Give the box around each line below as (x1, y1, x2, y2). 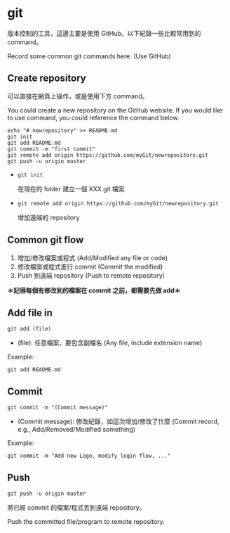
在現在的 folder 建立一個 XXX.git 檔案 (17, 184, 125, 193)
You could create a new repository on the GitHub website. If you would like (7, 105, 223, 114)
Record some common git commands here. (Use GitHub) (7, 51, 172, 60)
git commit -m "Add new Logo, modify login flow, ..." (7, 452, 171, 460)
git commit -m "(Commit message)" (7, 404, 109, 411)
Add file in (7, 307, 53, 319)
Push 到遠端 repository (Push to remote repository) (17, 271, 165, 279)
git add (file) (7, 326, 52, 333)
